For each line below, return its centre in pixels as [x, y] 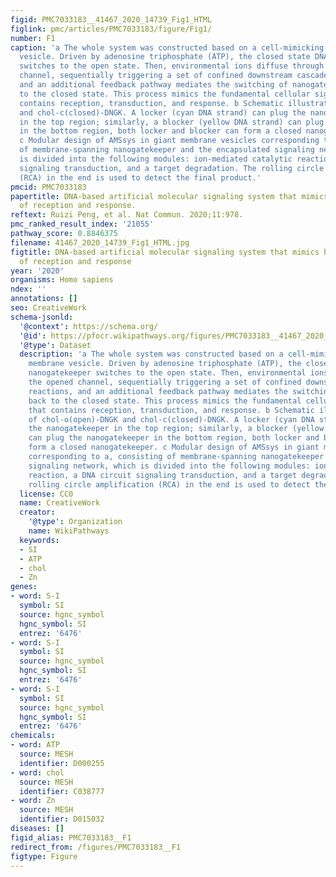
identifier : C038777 [62, 791]
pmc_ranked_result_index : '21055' [82, 224]
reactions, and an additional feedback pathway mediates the [158, 391]
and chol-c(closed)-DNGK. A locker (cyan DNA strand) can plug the [163, 112]
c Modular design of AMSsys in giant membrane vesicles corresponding [169, 141]
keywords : [39, 540]
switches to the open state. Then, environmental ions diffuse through [172, 66]
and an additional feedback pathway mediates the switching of [153, 85]
